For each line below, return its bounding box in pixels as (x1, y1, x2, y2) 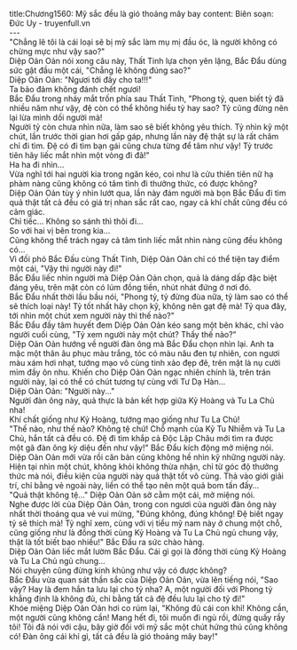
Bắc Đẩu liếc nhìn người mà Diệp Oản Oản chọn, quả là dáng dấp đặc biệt (9, 273, 277, 283)
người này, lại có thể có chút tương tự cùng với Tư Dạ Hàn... (9, 377, 226, 386)
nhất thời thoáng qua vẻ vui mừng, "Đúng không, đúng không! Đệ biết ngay (9, 509, 284, 519)
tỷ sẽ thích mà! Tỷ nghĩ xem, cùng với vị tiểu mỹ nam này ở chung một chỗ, (9, 518, 283, 528)
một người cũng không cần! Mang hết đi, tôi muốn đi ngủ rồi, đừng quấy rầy (9, 613, 285, 622)
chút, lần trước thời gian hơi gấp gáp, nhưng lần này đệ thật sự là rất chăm (9, 131, 279, 141)
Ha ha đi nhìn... (9, 160, 65, 170)
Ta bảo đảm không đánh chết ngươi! (9, 84, 142, 94)
